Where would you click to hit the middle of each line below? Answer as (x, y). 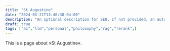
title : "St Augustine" (29, 10)
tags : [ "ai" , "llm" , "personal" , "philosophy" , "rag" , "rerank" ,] (71, 29)
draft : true (18, 24)
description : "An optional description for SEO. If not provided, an (80, 19)
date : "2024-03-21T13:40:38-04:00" (43, 15)
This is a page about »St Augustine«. (44, 43)
